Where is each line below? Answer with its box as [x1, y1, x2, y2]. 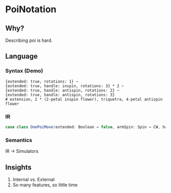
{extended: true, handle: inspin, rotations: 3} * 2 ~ [5, 83, 124, 89]
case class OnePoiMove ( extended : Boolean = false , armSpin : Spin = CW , [5, 124, 161, 129]
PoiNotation [5, 4, 57, 15]
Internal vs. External [12, 176, 55, 182]
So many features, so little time [12, 182, 78, 188]
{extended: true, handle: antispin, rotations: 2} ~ [5, 88, 120, 93]
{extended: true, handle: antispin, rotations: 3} [5, 92, 115, 97]
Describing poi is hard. [5, 37, 53, 43]
